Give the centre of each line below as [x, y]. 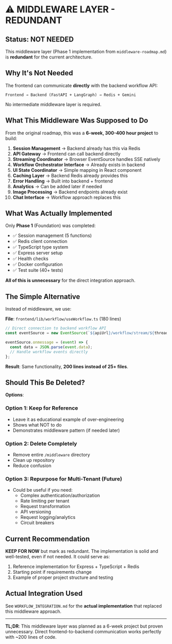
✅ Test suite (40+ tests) [38, 270]
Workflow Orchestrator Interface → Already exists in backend [79, 165]
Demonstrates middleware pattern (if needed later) [66, 430]
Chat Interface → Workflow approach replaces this [67, 197]
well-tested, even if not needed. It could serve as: [58, 557]
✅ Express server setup [38, 253]
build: [11, 138]
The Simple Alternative [43, 297]
